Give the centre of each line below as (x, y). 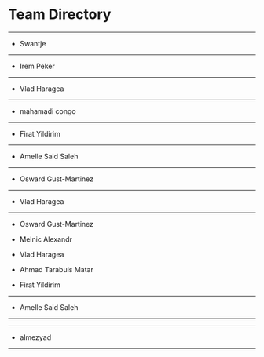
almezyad (35, 337)
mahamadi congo (48, 111)
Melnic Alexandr (46, 239)
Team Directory (60, 15)
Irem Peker (37, 66)
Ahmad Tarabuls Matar (57, 269)
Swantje (33, 43)
